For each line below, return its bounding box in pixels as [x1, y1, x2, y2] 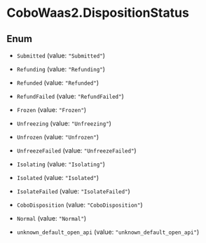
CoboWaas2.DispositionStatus [6, 5, 190, 21]
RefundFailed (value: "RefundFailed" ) [16, 92, 124, 100]
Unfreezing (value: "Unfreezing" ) [16, 119, 111, 127]
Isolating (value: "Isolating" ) [16, 160, 106, 168]
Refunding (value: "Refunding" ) [16, 65, 106, 73]
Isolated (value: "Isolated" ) [16, 174, 99, 181]
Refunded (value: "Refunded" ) [16, 78, 99, 87]
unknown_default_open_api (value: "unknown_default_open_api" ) [16, 228, 200, 236]
